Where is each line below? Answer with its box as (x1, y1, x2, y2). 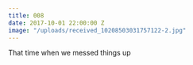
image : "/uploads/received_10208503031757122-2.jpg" (8, 26, 187, 34)
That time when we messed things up (8, 48, 131, 58)
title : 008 (8, 11, 44, 20)
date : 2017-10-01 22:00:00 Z (8, 19, 105, 27)
